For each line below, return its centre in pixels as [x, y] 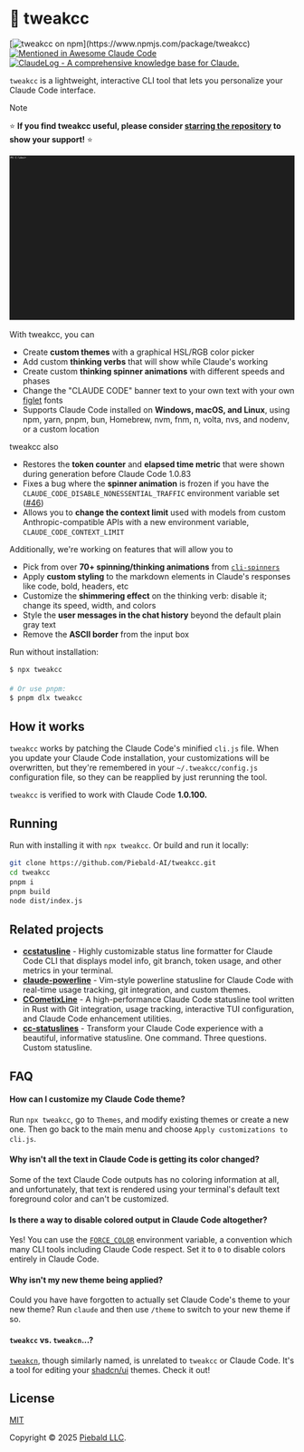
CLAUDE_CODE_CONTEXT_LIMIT [73, 532]
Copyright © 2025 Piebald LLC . [68, 1437]
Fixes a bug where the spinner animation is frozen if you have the [146, 483]
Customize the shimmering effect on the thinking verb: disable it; [144, 595]
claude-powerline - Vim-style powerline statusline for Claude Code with [158, 980]
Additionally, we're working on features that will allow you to [121, 549]
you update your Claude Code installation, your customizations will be [139, 758]
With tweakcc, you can [52, 334]
